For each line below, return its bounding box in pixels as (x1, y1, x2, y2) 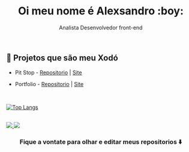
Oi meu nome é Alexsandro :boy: (17, 4, 184, 18)
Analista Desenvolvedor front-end (59, 24, 143, 31)
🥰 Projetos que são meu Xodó (6, 53, 118, 63)
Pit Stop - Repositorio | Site (14, 69, 82, 76)
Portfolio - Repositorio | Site (14, 80, 84, 87)
